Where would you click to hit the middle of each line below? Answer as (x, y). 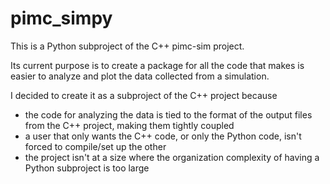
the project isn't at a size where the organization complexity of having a (172, 157)
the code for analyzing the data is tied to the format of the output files (168, 114)
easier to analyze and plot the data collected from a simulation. (140, 76)
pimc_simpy (61, 18)
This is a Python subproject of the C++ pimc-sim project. (127, 46)
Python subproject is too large (87, 168)
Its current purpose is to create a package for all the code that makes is (157, 65)
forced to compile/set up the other (95, 146)
